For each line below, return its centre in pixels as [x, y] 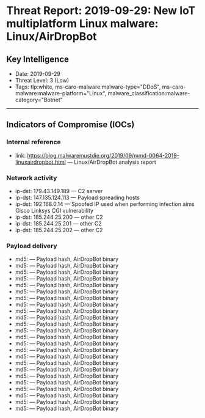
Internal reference [34, 142]
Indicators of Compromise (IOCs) [70, 125]
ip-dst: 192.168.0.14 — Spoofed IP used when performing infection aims [105, 204]
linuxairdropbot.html [40, 162]
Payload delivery [32, 246]
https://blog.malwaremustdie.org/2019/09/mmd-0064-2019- [103, 155]
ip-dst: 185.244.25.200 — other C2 [59, 217]
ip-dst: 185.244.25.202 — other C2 [59, 230]
